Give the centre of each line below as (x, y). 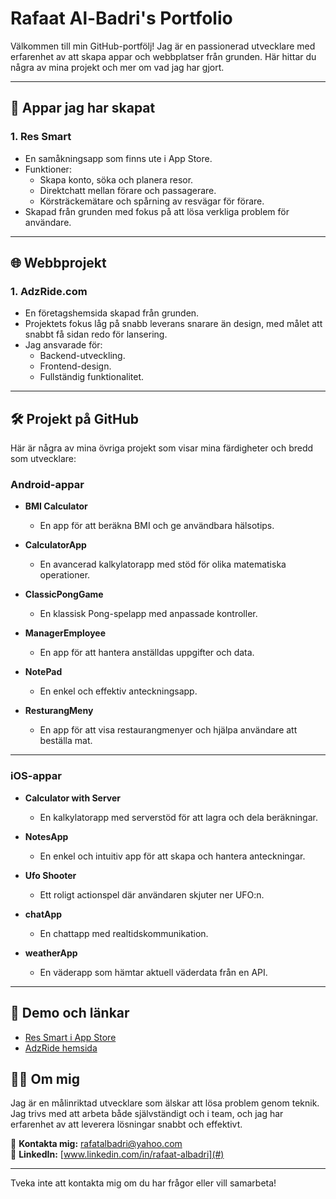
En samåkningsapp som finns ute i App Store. (118, 158)
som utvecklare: (43, 459)
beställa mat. (66, 741)
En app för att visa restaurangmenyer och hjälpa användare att (168, 730)
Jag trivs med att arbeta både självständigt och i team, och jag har (147, 1114)
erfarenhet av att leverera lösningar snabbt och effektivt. (126, 1124)
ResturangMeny (59, 711)
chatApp (43, 914)
